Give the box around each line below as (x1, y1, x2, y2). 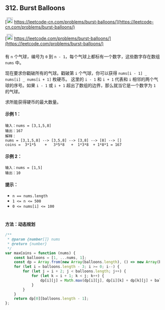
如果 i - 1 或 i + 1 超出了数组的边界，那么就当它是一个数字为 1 (26, 82, 156, 88)
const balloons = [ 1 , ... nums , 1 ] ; (14, 255, 87, 260)
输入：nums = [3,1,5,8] (5, 123, 52, 128)
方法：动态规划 (5, 221, 35, 227)
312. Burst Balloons (5, 4, 65, 12)
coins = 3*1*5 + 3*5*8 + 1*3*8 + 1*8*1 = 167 (5, 142, 122, 147)
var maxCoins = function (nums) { (5, 251, 76, 255)
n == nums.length (12, 194, 48, 198)
